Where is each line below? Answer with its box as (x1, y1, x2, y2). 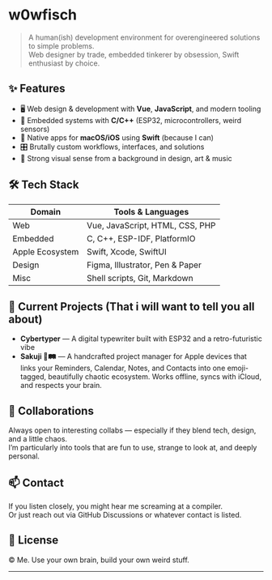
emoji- (227, 363, 249, 373)
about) (8, 312, 43, 326)
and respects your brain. (19, 381, 103, 390)
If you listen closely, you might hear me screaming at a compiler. (8, 501, 223, 511)
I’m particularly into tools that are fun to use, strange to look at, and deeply (8, 443, 257, 453)
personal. (8, 451, 40, 461)
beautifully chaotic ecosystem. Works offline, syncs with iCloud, (48, 372, 261, 382)
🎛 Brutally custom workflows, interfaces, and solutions (19, 142, 205, 151)
